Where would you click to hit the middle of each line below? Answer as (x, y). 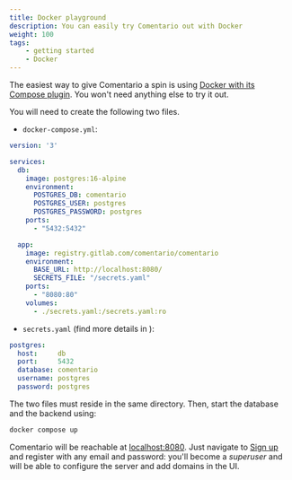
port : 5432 (46, 362)
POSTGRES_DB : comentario (80, 195)
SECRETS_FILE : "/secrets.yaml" (92, 278)
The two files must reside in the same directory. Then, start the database (144, 404)
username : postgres (54, 379)
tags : (19, 43)
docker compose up (44, 430)
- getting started (60, 51)
